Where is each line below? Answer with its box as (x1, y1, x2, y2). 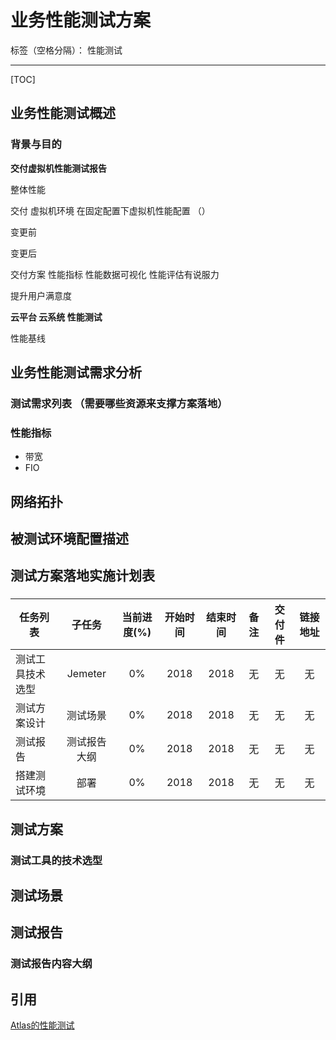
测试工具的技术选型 (10, 853, 103, 867)
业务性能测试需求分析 (10, 364, 142, 381)
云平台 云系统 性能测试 (10, 311, 103, 323)
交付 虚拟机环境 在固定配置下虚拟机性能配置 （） (10, 204, 211, 216)
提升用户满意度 (10, 289, 72, 301)
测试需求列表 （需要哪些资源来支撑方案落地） (10, 396, 228, 410)
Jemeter (66, 667, 107, 681)
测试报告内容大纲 (10, 957, 93, 971)
